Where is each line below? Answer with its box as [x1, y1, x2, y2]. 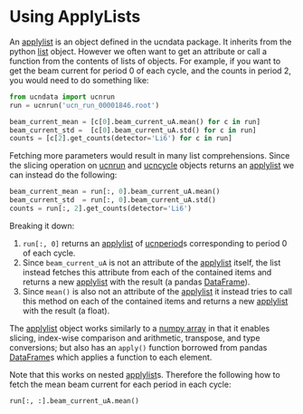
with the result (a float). [22, 305, 110, 316]
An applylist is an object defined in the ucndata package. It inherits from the [9, 36, 292, 47]
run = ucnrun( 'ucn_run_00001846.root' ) [9, 101, 160, 110]
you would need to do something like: [9, 74, 149, 85]
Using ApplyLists [9, 6, 141, 27]
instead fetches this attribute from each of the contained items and [22, 266, 272, 277]
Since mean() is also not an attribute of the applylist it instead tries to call [22, 285, 292, 296]
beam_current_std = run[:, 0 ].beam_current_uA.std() [9, 196, 217, 205]
